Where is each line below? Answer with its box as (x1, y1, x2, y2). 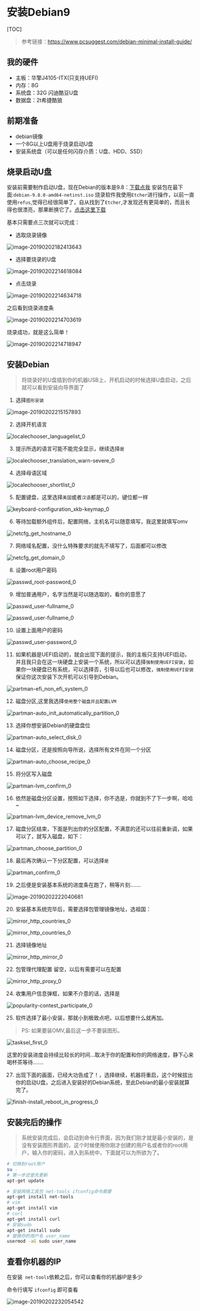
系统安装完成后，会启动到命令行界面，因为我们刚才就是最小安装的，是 (21, 1134, 194, 1141)
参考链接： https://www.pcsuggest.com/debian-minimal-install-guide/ (21, 38, 192, 45)
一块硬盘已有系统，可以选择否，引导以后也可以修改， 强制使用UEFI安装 (26, 666, 194, 673)
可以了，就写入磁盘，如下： (15, 833, 84, 840)
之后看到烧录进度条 (7, 304, 54, 311)
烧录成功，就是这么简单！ (7, 329, 70, 336)
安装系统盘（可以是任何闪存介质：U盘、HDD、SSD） (15, 148, 146, 155)
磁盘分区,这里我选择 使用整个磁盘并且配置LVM (15, 697, 117, 705)
